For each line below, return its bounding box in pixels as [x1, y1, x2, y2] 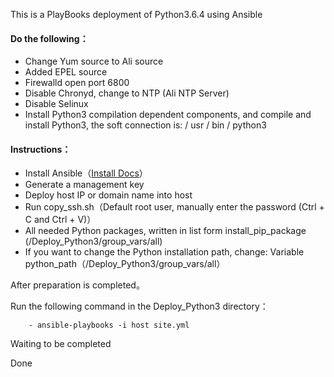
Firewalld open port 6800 [24, 77, 130, 89]
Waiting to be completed [10, 338, 112, 350]
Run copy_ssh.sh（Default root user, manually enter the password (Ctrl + [24, 201, 325, 213]
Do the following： [10, 32, 89, 44]
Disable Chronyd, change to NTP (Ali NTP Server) [24, 87, 230, 99]
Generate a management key [24, 179, 145, 191]
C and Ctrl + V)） [24, 214, 97, 226]
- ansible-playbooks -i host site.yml [28, 320, 190, 331]
